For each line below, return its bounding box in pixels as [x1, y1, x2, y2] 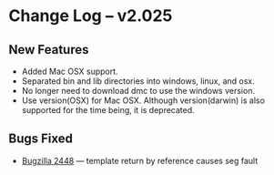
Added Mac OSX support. [21, 66, 119, 77]
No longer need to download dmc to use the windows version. [21, 86, 256, 96]
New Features [8, 42, 89, 57]
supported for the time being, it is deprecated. [21, 105, 195, 115]
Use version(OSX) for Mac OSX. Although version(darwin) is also [21, 95, 266, 106]
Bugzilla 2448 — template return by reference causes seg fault [21, 155, 259, 166]
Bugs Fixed [8, 131, 74, 147]
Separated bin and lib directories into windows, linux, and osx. [21, 76, 256, 87]
